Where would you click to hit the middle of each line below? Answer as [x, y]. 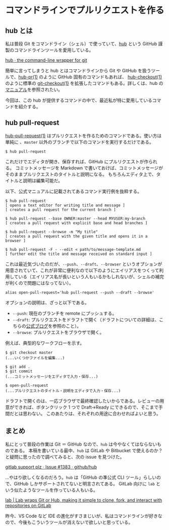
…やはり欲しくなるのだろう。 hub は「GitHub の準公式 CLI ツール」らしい [81, 477]
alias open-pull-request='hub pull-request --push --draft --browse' [80, 292]
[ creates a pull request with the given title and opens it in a [76, 236]
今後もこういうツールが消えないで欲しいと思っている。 [76, 522]
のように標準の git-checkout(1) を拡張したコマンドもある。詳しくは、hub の [84, 83]
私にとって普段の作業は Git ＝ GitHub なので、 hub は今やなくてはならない [81, 444]
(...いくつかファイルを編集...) [35, 358]
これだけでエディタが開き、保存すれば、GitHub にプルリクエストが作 [77, 161]
